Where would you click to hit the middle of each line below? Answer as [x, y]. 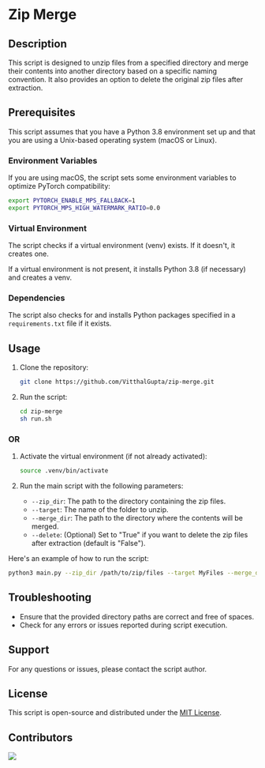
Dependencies [37, 298]
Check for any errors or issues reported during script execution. [123, 625]
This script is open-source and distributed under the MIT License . [115, 713]
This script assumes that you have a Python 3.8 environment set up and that [132, 131]
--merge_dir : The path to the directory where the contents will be [137, 518]
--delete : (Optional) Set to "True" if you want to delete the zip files [140, 535]
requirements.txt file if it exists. [60, 324]
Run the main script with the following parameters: [101, 486]
